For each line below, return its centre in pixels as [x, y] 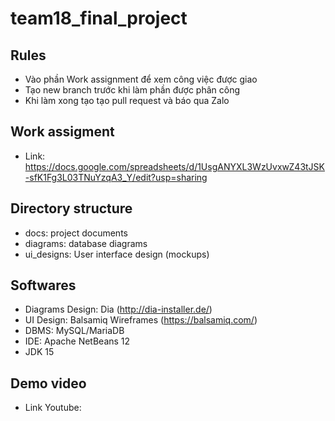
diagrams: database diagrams [86, 243]
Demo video [48, 383]
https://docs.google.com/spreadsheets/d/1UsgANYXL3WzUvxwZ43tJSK [174, 166]
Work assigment [62, 132]
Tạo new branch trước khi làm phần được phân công [132, 90]
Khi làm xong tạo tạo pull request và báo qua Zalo [127, 100]
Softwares [43, 285]
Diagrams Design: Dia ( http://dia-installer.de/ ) [118, 309]
